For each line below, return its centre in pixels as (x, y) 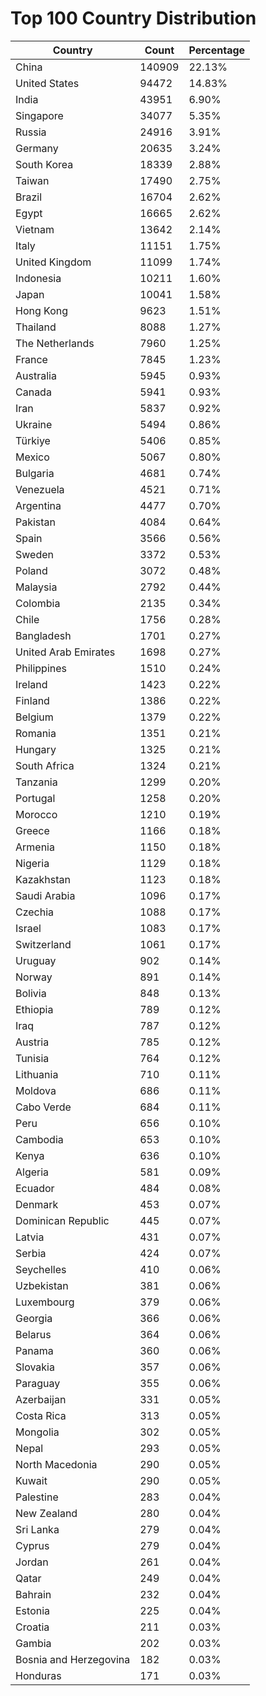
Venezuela (40, 489)
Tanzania (36, 782)
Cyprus (32, 1545)
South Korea (44, 164)
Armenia (35, 847)
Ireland (31, 684)
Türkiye (33, 440)
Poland (31, 570)
